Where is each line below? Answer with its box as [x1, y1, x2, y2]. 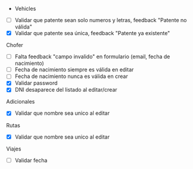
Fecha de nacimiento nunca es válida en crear [14, 73, 128, 80]
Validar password [14, 80, 58, 87]
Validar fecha [14, 157, 48, 164]
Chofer [6, 42, 24, 49]
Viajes [6, 145, 21, 152]
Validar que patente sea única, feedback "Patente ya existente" [14, 30, 170, 37]
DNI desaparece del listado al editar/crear [14, 86, 117, 93]
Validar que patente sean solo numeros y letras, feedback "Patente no [14, 17, 187, 23]
